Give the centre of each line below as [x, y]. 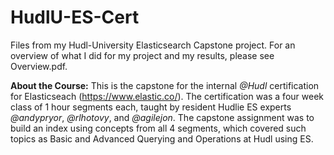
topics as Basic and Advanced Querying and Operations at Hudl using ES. [162, 138]
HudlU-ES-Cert [75, 17]
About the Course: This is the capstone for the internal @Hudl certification [165, 85]
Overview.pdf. [39, 66]
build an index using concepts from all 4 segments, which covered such [158, 128]
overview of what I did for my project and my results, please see [142, 55]
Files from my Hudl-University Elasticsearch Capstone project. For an [153, 45]
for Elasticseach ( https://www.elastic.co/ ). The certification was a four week [167, 96]
